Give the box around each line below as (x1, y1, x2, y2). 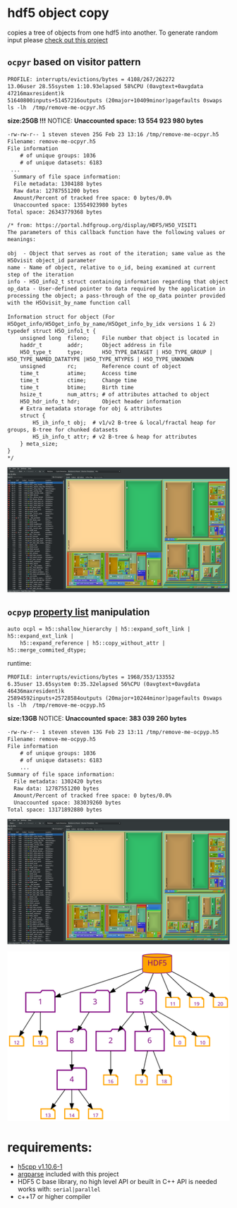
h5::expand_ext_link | (7, 633, 74, 640)
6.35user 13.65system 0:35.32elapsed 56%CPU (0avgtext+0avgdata (7, 681, 200, 688)
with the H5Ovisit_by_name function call (7, 299, 131, 306)
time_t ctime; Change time (20, 377, 138, 384)
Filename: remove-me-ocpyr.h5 (7, 138, 97, 145)
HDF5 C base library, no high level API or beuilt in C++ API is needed (17, 1178, 217, 1186)
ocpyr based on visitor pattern (7, 56, 141, 68)
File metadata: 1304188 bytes (13, 180, 102, 188)
